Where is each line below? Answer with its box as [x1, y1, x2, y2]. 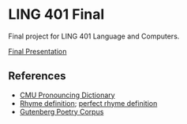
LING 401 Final [8, 5, 105, 24]
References [8, 69, 66, 83]
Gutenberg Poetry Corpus [19, 107, 104, 116]
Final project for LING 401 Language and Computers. [8, 31, 180, 41]
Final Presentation [8, 46, 67, 56]
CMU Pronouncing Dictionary [19, 90, 116, 100]
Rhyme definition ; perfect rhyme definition [19, 98, 158, 108]
